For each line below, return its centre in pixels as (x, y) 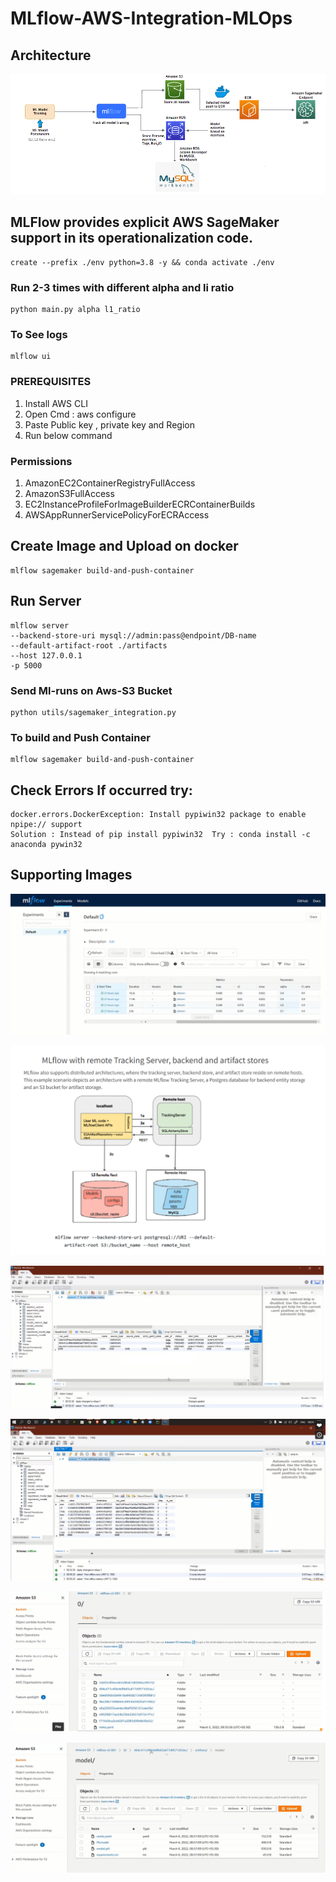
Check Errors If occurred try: (101, 790)
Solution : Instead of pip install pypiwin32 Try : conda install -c (160, 835)
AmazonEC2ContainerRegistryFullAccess (110, 483)
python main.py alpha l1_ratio (75, 310)
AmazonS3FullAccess (69, 494)
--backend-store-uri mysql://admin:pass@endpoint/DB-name (133, 635)
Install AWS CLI (56, 403)
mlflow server (40, 625)
